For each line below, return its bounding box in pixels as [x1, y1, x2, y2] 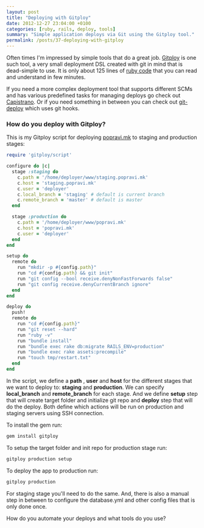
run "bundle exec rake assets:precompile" [17, 349, 127, 355]
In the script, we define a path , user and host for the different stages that [6, 377, 192, 384]
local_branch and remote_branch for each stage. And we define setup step [6, 390, 198, 397]
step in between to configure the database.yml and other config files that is [6, 496, 195, 504]
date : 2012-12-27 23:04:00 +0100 [6, 20, 91, 26]
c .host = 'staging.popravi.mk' [17, 180, 97, 186]
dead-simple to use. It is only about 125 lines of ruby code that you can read [6, 67, 197, 74]
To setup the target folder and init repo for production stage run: [6, 444, 167, 451]
